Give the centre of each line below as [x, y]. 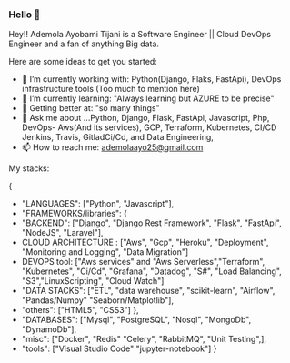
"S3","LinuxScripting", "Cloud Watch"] [93, 281]
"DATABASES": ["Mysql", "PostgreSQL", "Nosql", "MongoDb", [136, 320]
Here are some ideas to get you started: [83, 62]
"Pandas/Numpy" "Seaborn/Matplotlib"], [98, 300]
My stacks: [29, 168]
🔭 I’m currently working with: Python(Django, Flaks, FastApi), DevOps [151, 79]
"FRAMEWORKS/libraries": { [75, 214]
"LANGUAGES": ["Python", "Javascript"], [98, 204]
